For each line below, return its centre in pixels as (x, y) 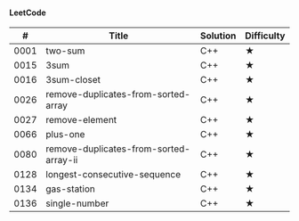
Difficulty (265, 36)
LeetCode (28, 12)
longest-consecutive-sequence (113, 175)
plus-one (65, 135)
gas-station (71, 189)
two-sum (65, 51)
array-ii (62, 160)
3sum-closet (73, 80)
